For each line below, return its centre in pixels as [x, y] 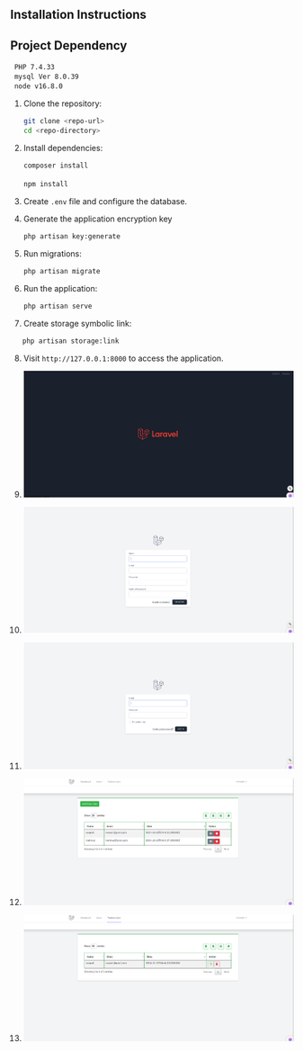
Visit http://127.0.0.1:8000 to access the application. [123, 358]
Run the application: [60, 288]
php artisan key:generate [71, 237]
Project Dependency [69, 45]
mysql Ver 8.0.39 [46, 77]
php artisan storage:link [71, 341]
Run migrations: [52, 254]
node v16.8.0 [39, 86]
